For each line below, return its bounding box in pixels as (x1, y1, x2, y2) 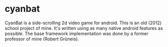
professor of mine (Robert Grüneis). (5, 36, 79, 42)
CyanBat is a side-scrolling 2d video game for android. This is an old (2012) (5, 20, 162, 26)
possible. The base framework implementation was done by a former (5, 30, 149, 36)
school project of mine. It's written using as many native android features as (5, 25, 163, 31)
